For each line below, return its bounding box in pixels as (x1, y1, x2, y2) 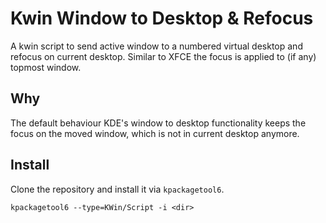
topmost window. (10, 61, 82, 73)
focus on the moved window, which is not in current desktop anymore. (10, 127, 300, 139)
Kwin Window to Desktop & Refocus (10, 7, 314, 30)
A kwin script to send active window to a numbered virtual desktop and (10, 40, 303, 52)
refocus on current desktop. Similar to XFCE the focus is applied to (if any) (10, 50, 317, 62)
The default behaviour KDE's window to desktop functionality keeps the (10, 117, 307, 129)
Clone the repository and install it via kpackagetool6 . (10, 183, 225, 195)
